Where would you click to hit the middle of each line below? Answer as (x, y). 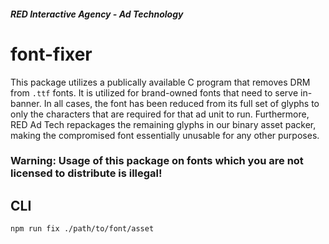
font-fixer (51, 54)
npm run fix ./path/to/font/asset (82, 229)
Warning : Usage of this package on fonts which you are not (157, 161)
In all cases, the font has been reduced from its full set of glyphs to (181, 103)
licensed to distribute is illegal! (86, 173)
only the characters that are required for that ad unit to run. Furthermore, (160, 114)
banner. (26, 103)
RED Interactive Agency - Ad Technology (97, 14)
